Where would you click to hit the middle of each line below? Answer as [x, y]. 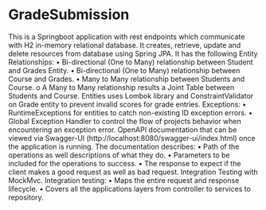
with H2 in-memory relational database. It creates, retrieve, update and [125, 45]
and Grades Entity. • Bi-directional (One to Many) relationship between [124, 70]
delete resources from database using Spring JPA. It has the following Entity [133, 53]
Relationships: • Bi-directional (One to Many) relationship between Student [131, 62]
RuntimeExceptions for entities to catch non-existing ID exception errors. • [131, 112]
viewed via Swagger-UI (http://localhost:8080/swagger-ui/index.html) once [132, 138]
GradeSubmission [69, 15]
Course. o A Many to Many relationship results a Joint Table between [121, 87]
